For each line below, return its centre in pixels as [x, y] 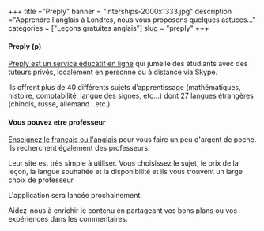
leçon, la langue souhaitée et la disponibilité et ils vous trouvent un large [126, 172]
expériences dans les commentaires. [68, 219]
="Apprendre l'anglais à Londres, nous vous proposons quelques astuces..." [132, 20]
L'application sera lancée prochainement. [75, 196]
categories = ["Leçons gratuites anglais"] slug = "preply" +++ [109, 28]
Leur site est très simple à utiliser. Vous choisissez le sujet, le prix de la [123, 163]
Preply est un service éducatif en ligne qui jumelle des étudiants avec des [128, 64]
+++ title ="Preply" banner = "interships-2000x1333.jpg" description [120, 11]
